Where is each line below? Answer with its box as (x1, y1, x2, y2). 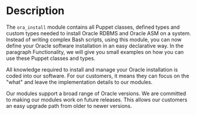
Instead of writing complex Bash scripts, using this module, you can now (6, 36, 182, 43)
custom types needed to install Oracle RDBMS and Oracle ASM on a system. (6, 29, 191, 36)
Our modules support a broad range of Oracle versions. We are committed (6, 90, 186, 97)
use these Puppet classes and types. (6, 55, 96, 62)
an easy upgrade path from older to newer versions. (6, 102, 132, 109)
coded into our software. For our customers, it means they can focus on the (6, 72, 189, 79)
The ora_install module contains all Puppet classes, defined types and (6, 23, 181, 31)
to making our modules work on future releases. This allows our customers (6, 96, 188, 103)
